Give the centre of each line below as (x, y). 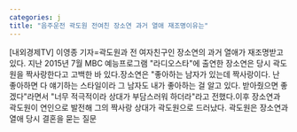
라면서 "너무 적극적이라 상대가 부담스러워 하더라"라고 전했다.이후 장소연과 (154, 96)
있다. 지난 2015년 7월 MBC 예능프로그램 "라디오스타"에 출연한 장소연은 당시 (140, 63)
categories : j (35, 17)
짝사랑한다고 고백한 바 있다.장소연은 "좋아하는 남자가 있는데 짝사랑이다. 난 (152, 74)
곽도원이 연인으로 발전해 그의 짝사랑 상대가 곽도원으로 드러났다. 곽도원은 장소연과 (149, 107)
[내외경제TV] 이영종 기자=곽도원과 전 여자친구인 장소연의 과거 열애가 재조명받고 (146, 52)
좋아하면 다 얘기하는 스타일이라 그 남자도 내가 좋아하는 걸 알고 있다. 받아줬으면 (144, 85)
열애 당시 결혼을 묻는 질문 (53, 118)
